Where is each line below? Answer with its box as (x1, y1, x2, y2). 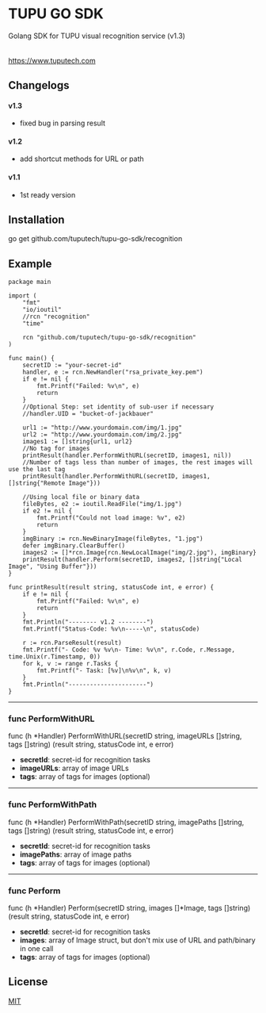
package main (8, 278, 51, 286)
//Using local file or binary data (22, 493, 140, 501)
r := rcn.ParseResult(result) (22, 639, 123, 647)
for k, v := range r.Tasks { (22, 660, 119, 668)
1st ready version (19, 190, 76, 199)
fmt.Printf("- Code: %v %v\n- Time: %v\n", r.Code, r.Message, (22, 646, 236, 654)
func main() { (8, 355, 55, 363)
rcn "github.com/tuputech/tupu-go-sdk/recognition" (22, 334, 196, 342)
